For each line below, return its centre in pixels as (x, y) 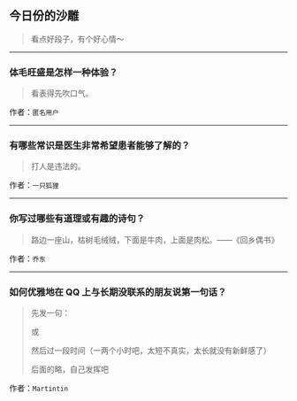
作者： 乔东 (27, 258)
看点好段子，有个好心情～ (77, 39)
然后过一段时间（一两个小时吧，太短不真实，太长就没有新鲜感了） (151, 351)
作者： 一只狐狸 (34, 185)
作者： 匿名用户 (34, 112)
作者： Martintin (39, 388)
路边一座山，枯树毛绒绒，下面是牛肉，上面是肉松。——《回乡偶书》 (155, 239)
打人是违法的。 (58, 166)
